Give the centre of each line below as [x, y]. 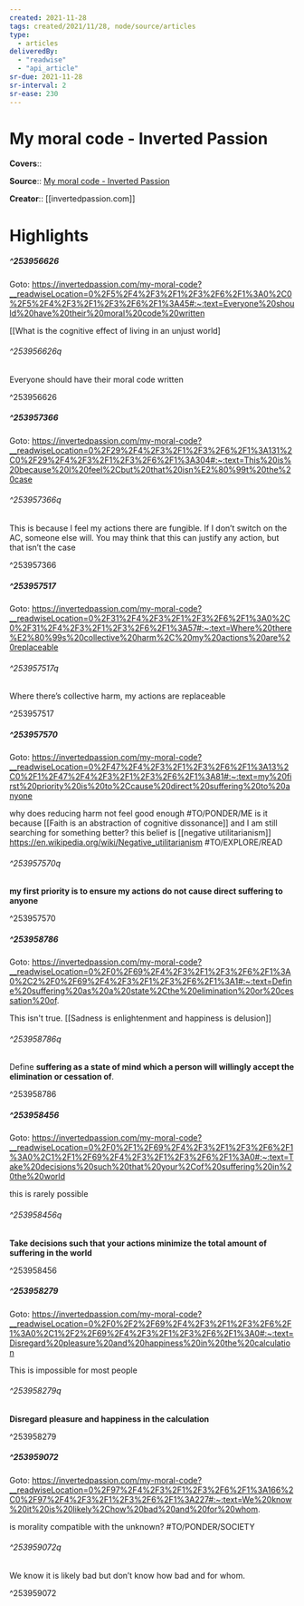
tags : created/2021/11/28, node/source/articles [103, 26]
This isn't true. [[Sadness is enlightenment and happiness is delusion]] [140, 1018]
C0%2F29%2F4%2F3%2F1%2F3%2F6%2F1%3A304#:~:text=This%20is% [151, 460]
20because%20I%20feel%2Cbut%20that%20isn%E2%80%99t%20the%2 [150, 469]
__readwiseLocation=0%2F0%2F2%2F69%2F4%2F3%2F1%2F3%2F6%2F [151, 1323]
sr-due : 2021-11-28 [46, 77]
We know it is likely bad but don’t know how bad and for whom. [128, 1576]
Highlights [49, 235]
